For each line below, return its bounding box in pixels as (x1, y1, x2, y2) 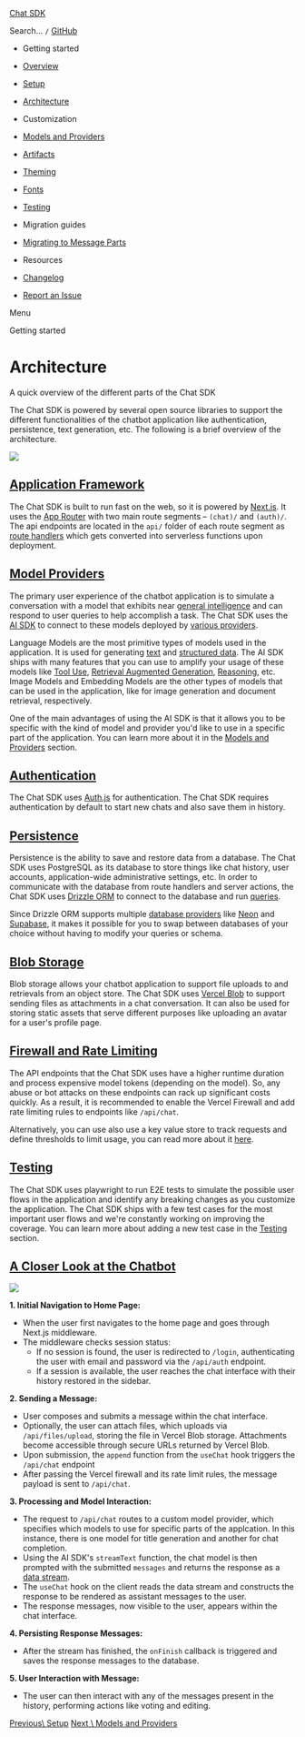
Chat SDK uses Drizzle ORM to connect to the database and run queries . (9, 891, 281, 902)
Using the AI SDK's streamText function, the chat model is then (22, 1552, 258, 1563)
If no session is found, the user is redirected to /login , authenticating (35, 1347, 295, 1358)
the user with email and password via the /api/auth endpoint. (35, 1356, 267, 1368)
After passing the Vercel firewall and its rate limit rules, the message (22, 1469, 278, 1479)
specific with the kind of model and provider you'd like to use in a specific (9, 722, 286, 733)
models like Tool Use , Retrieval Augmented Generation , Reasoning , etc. (9, 666, 276, 677)
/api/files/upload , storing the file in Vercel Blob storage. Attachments (22, 1430, 288, 1441)
